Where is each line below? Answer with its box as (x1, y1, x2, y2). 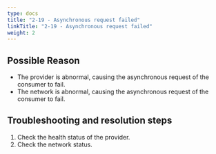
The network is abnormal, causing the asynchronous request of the (17, 87, 209, 96)
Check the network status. (17, 140, 93, 148)
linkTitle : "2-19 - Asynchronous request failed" (7, 23, 153, 30)
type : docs (7, 10, 39, 17)
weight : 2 (7, 29, 36, 36)
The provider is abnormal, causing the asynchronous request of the (17, 73, 209, 81)
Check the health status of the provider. (17, 133, 130, 141)
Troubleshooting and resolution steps (7, 115, 173, 126)
